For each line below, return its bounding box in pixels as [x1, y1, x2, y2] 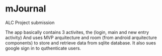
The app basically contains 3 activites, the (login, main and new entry [5, 29, 149, 35]
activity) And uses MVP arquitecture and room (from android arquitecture [5, 34, 157, 40]
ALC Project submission [5, 19, 55, 25]
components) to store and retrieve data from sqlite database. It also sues [5, 39, 156, 45]
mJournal [5, 3, 46, 14]
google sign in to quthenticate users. [5, 45, 82, 51]
